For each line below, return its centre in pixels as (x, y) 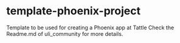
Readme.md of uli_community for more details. (65, 33)
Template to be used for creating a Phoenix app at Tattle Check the (90, 27)
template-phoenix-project (74, 11)
